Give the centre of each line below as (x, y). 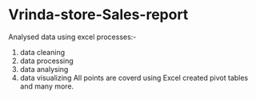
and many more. (47, 86)
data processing (46, 61)
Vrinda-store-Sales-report (98, 15)
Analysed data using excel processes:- (72, 37)
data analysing (44, 69)
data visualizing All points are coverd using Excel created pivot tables (134, 77)
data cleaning (42, 52)
